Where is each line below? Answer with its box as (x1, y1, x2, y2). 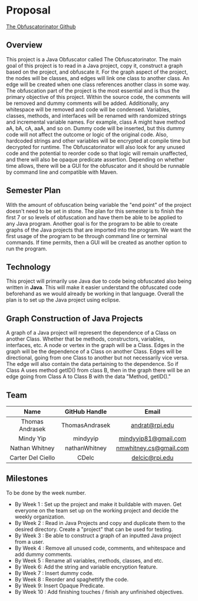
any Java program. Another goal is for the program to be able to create (6, 220, 178, 227)
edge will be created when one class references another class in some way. (6, 81, 190, 88)
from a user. (14, 538, 44, 545)
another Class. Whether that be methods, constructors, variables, (6, 335, 165, 342)
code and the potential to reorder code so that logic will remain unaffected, (6, 150, 188, 157)
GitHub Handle (64, 408, 107, 415)
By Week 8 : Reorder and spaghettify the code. (14, 576, 128, 583)
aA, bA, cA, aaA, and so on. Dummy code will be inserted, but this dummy (6, 124, 185, 131)
